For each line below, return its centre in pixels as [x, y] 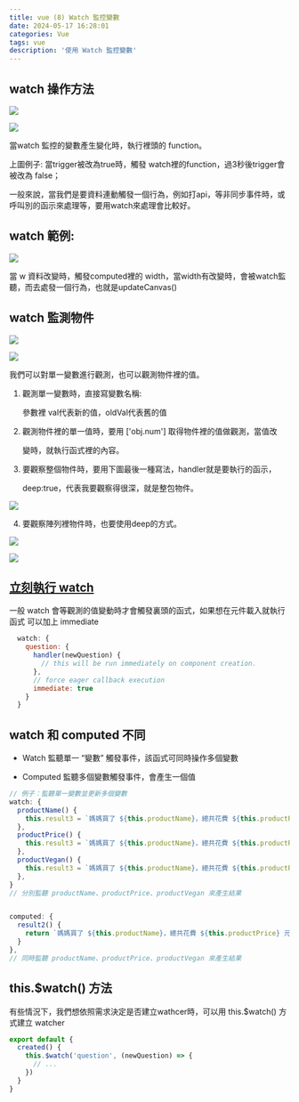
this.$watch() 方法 [61, 989]
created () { [40, 1048]
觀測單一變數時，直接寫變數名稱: [82, 393]
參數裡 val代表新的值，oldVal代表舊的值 [94, 412]
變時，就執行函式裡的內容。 [73, 450]
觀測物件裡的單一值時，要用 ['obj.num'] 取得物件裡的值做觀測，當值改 [149, 431]
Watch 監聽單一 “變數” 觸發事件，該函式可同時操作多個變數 [130, 758]
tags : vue [28, 42]
